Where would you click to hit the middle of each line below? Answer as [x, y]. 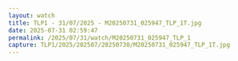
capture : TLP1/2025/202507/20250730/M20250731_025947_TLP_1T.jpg [119, 45]
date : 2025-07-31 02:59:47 [53, 30]
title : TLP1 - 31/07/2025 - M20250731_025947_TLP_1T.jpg [105, 23]
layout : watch [32, 15]
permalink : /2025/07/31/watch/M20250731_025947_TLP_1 [100, 38]
